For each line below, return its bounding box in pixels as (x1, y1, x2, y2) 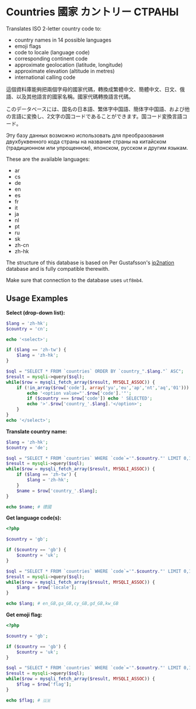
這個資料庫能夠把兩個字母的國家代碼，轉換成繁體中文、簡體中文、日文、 (6, 85, 180, 92)
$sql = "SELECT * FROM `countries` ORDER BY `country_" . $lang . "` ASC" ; (6, 369, 184, 374)
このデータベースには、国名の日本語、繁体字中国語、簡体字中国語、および (6, 105, 185, 112)
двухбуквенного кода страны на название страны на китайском (6, 138, 167, 145)
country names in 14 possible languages (14, 36, 112, 43)
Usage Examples (6, 294, 68, 304)
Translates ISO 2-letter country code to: (6, 25, 102, 32)
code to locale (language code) (14, 49, 90, 56)
